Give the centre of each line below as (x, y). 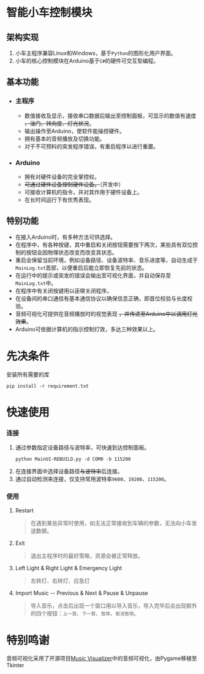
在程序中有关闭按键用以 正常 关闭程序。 (63, 291)
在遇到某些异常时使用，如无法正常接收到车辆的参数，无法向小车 (111, 523)
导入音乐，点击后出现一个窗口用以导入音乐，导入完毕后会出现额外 (114, 605)
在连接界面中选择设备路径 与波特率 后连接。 (69, 471)
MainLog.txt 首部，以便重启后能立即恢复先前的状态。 (81, 267)
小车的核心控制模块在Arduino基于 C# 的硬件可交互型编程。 (87, 61)
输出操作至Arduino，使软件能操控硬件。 (75, 131)
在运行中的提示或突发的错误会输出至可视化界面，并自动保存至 (93, 275)
